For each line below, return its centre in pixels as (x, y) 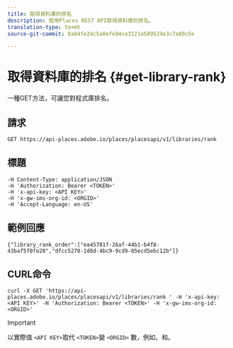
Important (22, 322)
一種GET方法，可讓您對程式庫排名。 (60, 98)
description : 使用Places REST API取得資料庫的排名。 (81, 21)
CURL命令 (29, 275)
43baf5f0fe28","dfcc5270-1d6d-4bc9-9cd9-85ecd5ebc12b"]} (93, 251)
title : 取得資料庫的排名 (40, 14)
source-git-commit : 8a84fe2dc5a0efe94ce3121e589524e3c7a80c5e (101, 34)
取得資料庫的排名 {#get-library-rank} (117, 77)
